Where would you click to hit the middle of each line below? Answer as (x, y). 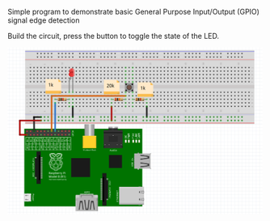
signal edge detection (44, 20)
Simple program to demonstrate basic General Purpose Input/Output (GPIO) (134, 12)
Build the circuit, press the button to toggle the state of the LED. (114, 36)
